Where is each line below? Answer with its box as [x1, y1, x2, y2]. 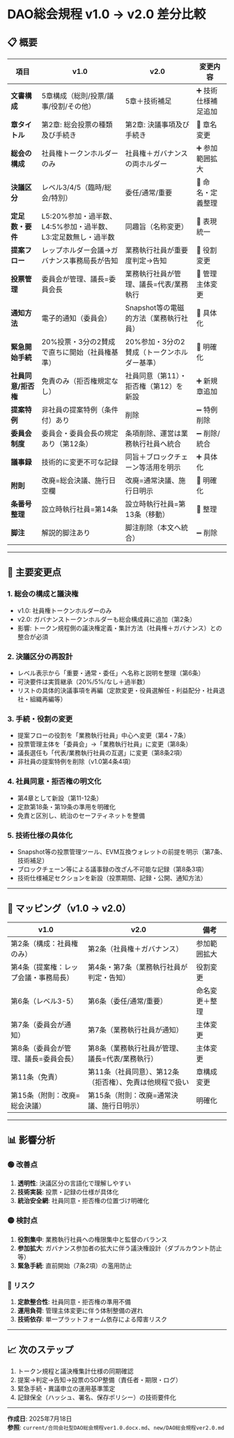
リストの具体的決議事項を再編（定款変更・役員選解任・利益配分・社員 [17, 686, 219, 694]
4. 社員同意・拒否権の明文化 [7, 777, 102, 786]
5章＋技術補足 [125, 96, 172, 105]
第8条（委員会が [10, 1043, 65, 1053]
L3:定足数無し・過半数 [41, 232, 115, 241]
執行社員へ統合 [132, 439, 181, 449]
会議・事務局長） [17, 973, 75, 982]
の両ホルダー [125, 159, 167, 168]
